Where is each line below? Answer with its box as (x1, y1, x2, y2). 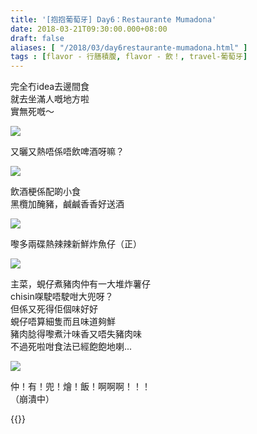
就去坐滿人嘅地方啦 (10, 93, 90, 105)
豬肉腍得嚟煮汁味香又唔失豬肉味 (10, 328, 142, 340)
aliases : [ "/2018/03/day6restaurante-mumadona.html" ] (10, 42, 248, 53)
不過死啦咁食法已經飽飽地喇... (10, 341, 133, 353)
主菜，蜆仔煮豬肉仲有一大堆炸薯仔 (10, 278, 151, 290)
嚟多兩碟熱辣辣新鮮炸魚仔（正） (10, 238, 142, 250)
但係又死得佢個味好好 (10, 303, 98, 315)
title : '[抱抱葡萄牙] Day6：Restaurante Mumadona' (10, 14, 217, 25)
